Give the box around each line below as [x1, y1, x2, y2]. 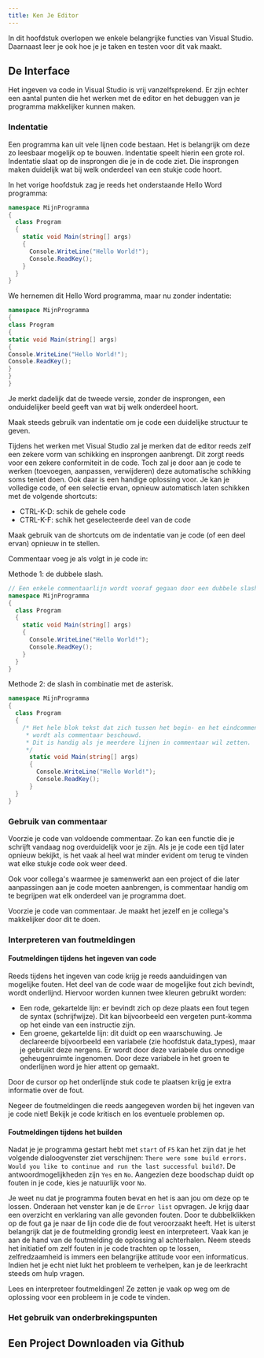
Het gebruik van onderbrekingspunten [8, 1312, 158, 1323]
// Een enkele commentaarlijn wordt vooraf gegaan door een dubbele [8, 584, 237, 592]
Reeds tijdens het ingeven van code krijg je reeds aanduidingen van [8, 971, 228, 981]
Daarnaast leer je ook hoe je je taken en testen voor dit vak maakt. [8, 41, 222, 51]
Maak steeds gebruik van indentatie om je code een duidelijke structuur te [8, 417, 248, 426]
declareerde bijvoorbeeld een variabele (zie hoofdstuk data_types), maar [19, 1037, 256, 1047]
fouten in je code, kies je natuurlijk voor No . [8, 1178, 147, 1188]
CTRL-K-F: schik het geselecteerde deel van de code [19, 515, 191, 524]
